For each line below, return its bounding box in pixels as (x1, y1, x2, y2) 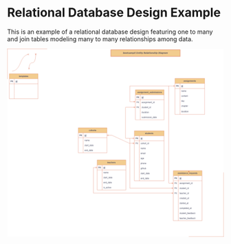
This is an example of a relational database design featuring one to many (7, 27, 213, 36)
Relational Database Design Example (7, 5, 221, 21)
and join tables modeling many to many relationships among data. (7, 34, 194, 43)
